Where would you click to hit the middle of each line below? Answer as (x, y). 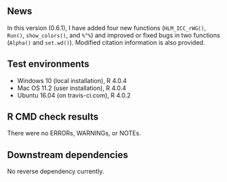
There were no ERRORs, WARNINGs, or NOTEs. (74, 133)
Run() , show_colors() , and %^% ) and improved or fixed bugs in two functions (113, 35)
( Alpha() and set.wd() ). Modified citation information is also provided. (106, 42)
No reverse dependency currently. (56, 172)
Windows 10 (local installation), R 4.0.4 (72, 80)
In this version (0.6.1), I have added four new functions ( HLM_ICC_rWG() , (107, 27)
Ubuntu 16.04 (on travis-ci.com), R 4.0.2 (74, 95)
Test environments (48, 64)
